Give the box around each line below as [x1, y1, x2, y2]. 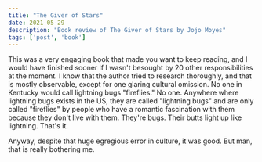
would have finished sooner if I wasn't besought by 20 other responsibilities [8, 63, 253, 73]
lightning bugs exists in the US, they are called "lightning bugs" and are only [8, 96, 254, 106]
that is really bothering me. [8, 145, 95, 154]
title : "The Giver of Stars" [8, 11, 104, 20]
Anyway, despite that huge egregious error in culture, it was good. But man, [8, 136, 253, 146]
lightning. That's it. [8, 121, 69, 131]
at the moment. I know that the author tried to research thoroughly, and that [8, 71, 253, 81]
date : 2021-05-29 [8, 19, 65, 27]
